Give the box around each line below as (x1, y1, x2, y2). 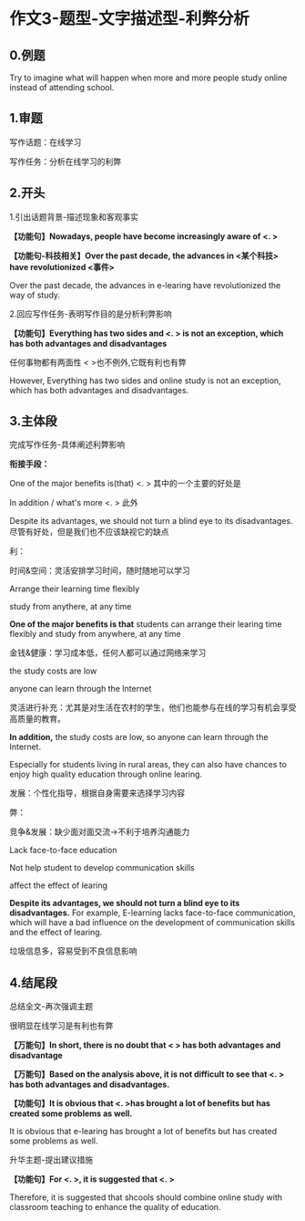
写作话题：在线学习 (9, 136, 82, 147)
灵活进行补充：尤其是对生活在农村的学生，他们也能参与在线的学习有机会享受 (9, 702, 297, 713)
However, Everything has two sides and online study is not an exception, (9, 375, 281, 386)
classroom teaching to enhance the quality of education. (9, 1202, 221, 1213)
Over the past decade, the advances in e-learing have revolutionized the (9, 279, 281, 290)
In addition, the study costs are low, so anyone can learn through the (9, 732, 269, 743)
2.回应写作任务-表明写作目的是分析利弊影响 (9, 308, 173, 319)
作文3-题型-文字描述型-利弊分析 (9, 8, 250, 29)
